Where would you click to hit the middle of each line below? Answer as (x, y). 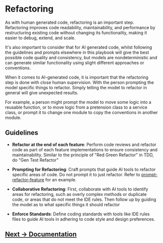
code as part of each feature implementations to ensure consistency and (85, 149)
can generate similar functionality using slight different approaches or (75, 63)
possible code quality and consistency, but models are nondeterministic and (81, 57)
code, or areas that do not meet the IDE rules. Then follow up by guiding (84, 199)
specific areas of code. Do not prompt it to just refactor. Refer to (76, 174)
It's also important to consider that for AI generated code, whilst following (79, 47)
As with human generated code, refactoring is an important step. (70, 22)
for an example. (61, 179)
